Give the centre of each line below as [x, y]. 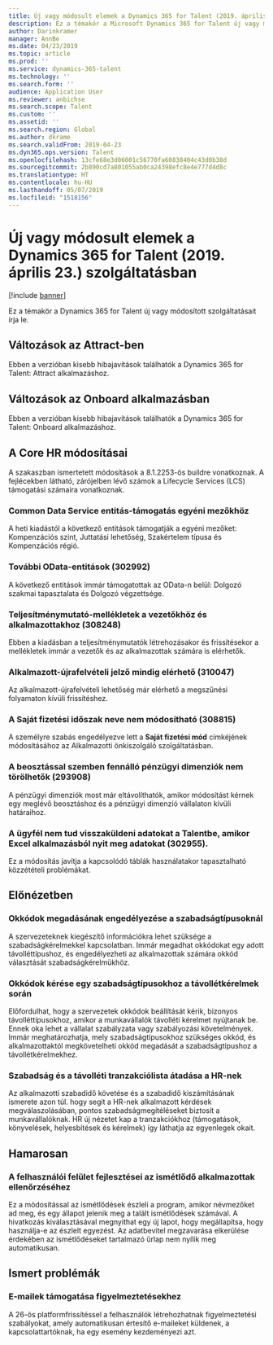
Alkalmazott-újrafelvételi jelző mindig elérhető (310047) [121, 672]
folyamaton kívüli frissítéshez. [58, 699]
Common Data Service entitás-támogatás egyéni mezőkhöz [129, 510]
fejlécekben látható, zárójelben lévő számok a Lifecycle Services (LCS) [127, 481]
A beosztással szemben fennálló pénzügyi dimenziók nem [126, 767]
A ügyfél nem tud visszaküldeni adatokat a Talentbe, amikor [129, 833]
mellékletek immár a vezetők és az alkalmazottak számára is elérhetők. [127, 651]
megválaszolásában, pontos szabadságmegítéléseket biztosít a [114, 1111]
